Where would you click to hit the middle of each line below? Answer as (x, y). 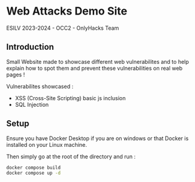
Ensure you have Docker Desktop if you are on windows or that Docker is (97, 138)
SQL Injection (32, 104)
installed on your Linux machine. (47, 144)
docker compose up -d (34, 173)
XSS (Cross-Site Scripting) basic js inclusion (70, 98)
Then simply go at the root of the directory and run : (71, 157)
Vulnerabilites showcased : (40, 86)
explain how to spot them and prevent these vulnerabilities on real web (94, 68)
